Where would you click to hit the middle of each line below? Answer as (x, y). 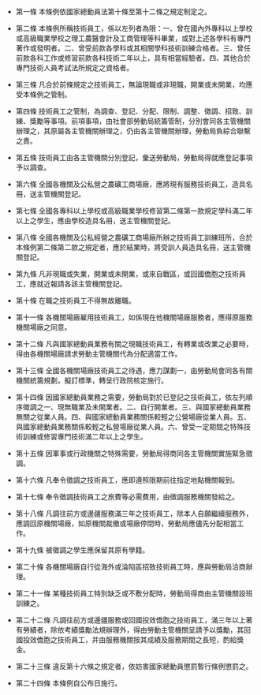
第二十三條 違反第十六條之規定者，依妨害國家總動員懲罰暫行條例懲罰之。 (134, 666)
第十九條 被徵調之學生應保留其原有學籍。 (82, 550)
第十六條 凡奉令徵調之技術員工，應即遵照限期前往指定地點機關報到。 (127, 480)
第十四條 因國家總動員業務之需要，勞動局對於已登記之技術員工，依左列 (130, 397)
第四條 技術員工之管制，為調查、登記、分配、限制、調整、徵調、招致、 (130, 111)
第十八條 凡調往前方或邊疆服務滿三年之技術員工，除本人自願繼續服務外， (134, 514)
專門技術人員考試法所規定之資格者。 (75, 68)
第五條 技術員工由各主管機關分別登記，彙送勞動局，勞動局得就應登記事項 (134, 157)
